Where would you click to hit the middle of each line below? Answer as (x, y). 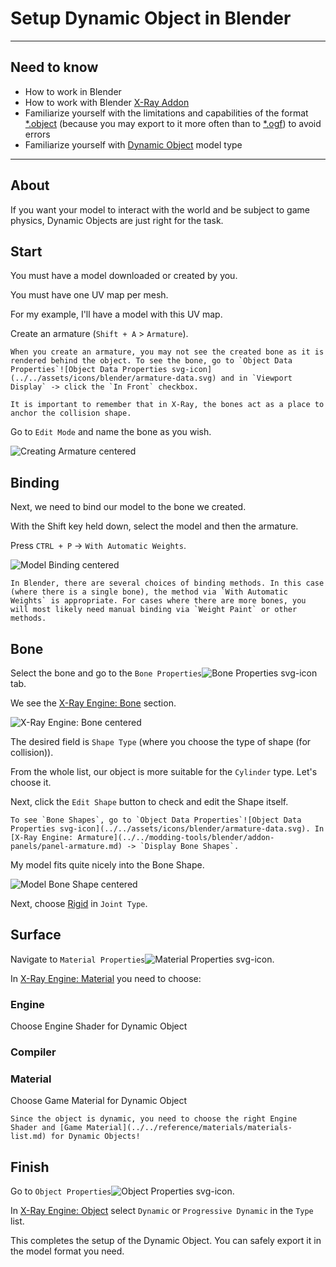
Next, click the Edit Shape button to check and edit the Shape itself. (149, 801)
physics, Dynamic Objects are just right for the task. (117, 220)
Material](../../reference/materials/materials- (189, 1128)
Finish (30, 1167)
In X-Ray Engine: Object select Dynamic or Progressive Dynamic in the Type (162, 1211)
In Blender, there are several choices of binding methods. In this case (167, 583)
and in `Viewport (256, 378)
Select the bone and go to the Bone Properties (106, 673)
